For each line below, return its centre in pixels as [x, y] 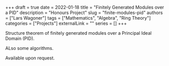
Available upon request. [30, 58]
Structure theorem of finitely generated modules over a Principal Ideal [78, 33]
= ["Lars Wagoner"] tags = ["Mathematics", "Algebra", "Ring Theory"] [78, 18]
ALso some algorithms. [30, 48]
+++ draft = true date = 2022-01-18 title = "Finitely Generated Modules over [85, 7]
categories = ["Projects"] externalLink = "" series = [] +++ [66, 23]
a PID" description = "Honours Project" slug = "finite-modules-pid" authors [84, 13]
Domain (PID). [20, 38]
